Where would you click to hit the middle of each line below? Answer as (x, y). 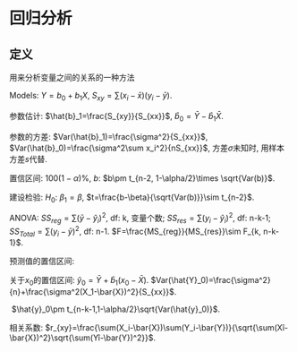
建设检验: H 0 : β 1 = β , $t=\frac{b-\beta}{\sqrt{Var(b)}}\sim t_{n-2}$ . (132, 198)
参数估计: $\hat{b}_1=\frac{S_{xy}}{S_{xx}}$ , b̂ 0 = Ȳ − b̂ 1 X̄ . (116, 117)
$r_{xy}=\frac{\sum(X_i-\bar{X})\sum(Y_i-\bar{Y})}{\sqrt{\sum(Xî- (166, 328)
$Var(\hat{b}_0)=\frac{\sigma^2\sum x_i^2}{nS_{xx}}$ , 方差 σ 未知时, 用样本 (147, 148)
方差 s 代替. (28, 159)
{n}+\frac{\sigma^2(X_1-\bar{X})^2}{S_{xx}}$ (92, 292)
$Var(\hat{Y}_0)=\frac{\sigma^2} (211, 280)
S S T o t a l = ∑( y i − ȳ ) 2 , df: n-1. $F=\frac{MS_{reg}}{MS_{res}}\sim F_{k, (135, 231)
